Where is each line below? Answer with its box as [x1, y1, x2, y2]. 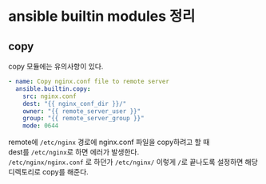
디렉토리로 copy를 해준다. [8, 167, 89, 177]
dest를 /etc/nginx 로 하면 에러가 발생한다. [8, 147, 140, 157]
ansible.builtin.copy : [15, 84, 91, 92]
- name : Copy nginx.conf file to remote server [8, 77, 170, 85]
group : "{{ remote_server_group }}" [22, 115, 145, 123]
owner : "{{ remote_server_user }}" [22, 107, 141, 115]
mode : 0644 [22, 122, 59, 130]
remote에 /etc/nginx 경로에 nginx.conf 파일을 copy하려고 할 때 [8, 137, 210, 147]
